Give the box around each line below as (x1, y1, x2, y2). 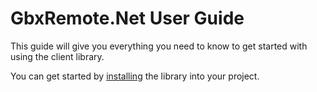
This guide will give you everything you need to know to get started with (10, 40, 308, 52)
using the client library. (10, 50, 105, 62)
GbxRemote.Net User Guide (10, 7, 245, 30)
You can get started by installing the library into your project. (10, 70, 260, 82)
